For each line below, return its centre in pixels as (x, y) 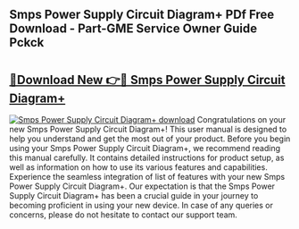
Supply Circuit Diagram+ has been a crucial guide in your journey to (134, 195)
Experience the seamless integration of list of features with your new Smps (147, 177)
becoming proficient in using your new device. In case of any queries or (141, 205)
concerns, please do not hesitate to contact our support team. (124, 215)
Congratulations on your (241, 119)
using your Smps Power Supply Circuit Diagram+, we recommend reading (145, 148)
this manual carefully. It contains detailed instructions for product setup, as (147, 157)
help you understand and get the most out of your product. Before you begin (150, 139)
